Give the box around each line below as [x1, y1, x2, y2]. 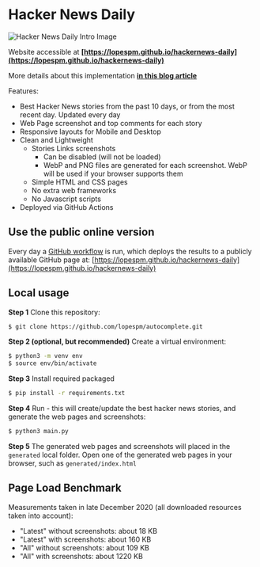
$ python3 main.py [8, 428, 69, 436]
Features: [8, 86, 40, 96]
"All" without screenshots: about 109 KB [19, 542, 150, 552]
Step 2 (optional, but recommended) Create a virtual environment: [8, 337, 227, 346]
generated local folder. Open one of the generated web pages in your [8, 450, 233, 459]
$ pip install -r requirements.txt [8, 390, 126, 398]
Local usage [8, 287, 70, 300]
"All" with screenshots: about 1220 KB [19, 551, 144, 561]
